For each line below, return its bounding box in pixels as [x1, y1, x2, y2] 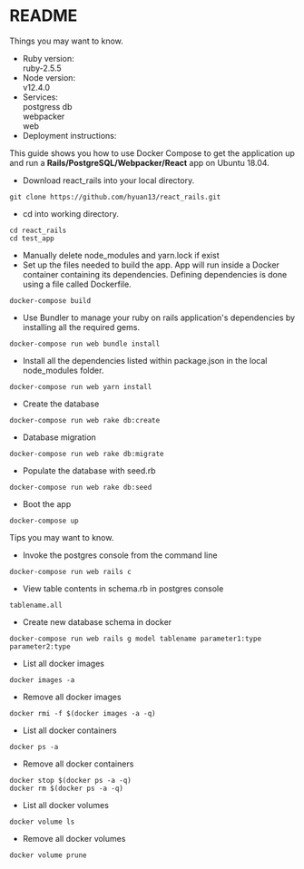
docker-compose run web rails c [9, 567, 132, 576]
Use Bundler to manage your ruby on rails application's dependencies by [22, 312, 296, 323]
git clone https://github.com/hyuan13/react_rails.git [9, 192, 221, 201]
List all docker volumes [22, 799, 109, 810]
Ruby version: [22, 53, 74, 63]
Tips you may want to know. [9, 532, 114, 542]
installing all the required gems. [22, 321, 141, 332]
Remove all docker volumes [22, 833, 126, 844]
